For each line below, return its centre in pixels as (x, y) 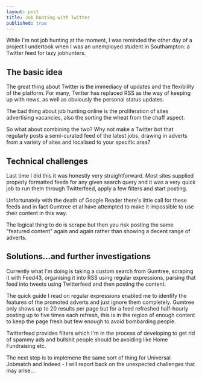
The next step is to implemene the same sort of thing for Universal (88, 358)
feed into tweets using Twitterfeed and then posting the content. (86, 284)
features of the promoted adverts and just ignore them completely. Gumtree (100, 302)
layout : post (23, 12)
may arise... (21, 370)
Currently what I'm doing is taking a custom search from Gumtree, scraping (100, 271)
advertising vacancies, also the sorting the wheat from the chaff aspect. (96, 118)
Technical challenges (47, 161)
